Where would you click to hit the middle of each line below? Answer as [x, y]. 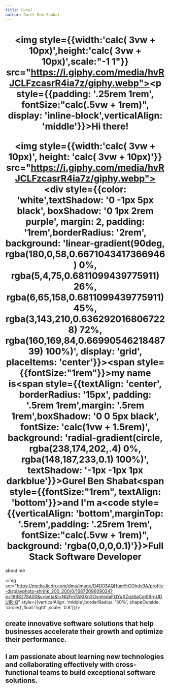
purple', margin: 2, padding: [85, 221]
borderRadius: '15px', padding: [85, 394]
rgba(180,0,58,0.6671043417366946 [85, 254]
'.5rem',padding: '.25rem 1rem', [85, 524]
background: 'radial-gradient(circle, [85, 438]
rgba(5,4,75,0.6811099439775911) [85, 276]
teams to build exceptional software [98, 672]
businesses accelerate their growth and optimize [84, 631]
